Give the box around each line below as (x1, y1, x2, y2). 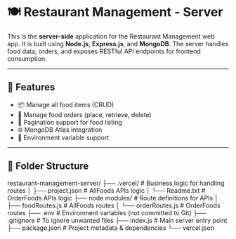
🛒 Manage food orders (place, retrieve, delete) (17, 110, 152, 118)
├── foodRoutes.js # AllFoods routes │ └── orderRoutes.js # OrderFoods (7, 201, 221, 210)
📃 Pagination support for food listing (17, 118, 123, 126)
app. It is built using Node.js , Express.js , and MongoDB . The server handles (7, 39, 229, 48)
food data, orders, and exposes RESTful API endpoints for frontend (7, 47, 202, 55)
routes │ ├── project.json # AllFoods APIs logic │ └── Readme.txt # (7, 186, 206, 195)
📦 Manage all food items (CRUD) (17, 100, 114, 109)
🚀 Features (7, 81, 55, 93)
